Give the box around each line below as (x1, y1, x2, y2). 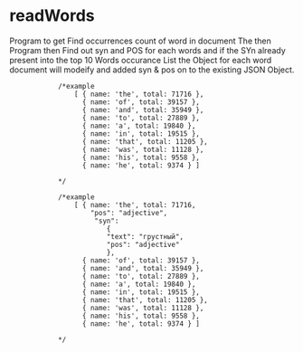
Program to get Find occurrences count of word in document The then (9, 35, 271, 46)
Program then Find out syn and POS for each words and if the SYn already (9, 44, 287, 55)
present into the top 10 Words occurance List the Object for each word (9, 54, 272, 65)
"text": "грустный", (106, 232, 184, 241)
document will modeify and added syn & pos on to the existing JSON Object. (9, 64, 295, 75)
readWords (9, 5, 95, 26)
